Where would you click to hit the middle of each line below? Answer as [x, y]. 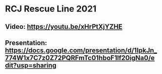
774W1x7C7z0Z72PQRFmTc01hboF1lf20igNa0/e [80, 58]
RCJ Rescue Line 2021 [51, 9]
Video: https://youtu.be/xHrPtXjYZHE [64, 27]
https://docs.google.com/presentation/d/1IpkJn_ [81, 50]
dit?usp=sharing [31, 65]
